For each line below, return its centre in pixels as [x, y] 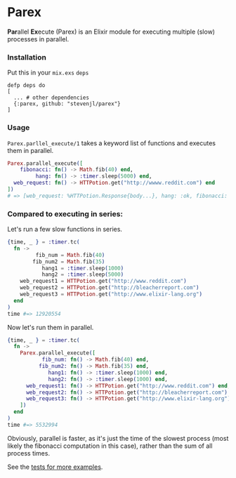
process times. [29, 453]
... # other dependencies [52, 98]
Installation [27, 57]
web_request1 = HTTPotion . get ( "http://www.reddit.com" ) [104, 281]
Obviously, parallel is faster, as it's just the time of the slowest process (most [118, 438]
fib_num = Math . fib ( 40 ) [70, 255]
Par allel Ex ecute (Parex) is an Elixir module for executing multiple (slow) [111, 32]
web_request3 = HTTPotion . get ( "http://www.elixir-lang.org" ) [111, 294]
